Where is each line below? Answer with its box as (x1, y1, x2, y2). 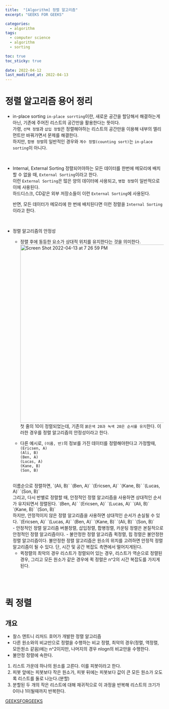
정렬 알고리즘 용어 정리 (5, 96, 93, 107)
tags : (5, 31, 17, 36)
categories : (5, 21, 30, 26)
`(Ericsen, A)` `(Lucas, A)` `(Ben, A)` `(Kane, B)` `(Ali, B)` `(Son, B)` (19, 519, 155, 525)
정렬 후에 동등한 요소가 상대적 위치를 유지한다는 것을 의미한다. (20, 239, 141, 245)
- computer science (10, 35, 51, 40)
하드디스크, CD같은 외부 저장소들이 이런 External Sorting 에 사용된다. (12, 190, 150, 197)
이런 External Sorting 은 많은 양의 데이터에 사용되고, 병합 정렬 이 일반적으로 (12, 178, 160, 184)
